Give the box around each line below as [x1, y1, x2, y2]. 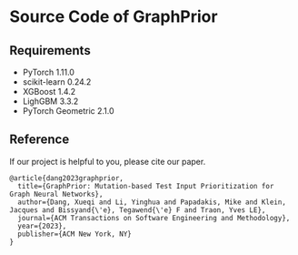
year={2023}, [17, 221, 67, 230]
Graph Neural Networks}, [9, 189, 104, 199]
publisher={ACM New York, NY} [17, 229, 132, 239]
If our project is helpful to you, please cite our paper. [9, 156, 206, 167]
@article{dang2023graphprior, [9, 173, 124, 183]
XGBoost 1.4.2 [22, 87, 76, 97]
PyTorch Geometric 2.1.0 [22, 106, 115, 116]
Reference [9, 132, 70, 148]
